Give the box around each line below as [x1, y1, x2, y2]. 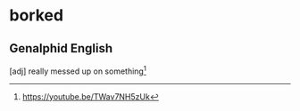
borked [9, 5, 64, 26]
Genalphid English [9, 41, 113, 56]
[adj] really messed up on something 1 [9, 64, 147, 76]
